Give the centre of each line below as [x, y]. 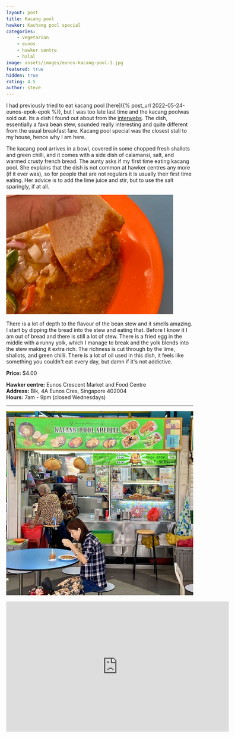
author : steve [24, 88]
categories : [21, 32]
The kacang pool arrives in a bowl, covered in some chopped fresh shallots [98, 149]
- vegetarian [33, 38]
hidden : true [22, 75]
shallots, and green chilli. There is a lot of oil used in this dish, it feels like [95, 355]
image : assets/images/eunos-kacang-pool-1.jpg [65, 62]
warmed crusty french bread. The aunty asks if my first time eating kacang [98, 161]
